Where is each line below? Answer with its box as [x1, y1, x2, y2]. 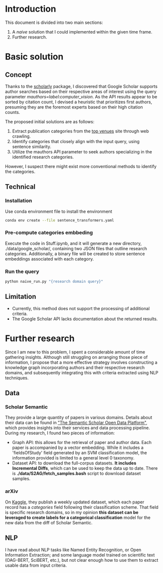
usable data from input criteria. [5, 562, 67, 568]
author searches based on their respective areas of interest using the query [5, 89, 157, 94]
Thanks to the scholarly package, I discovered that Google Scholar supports [5, 83, 158, 89]
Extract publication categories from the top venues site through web [12, 128, 149, 134]
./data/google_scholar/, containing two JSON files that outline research [5, 245, 147, 251]
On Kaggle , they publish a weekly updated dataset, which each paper [5, 499, 145, 505]
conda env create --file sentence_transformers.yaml [5, 218, 114, 222]
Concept [5, 71, 32, 79]
